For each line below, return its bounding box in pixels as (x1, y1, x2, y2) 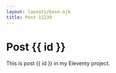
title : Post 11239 (6, 14, 52, 20)
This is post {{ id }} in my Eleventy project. (6, 60, 111, 67)
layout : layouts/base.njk (6, 8, 71, 15)
